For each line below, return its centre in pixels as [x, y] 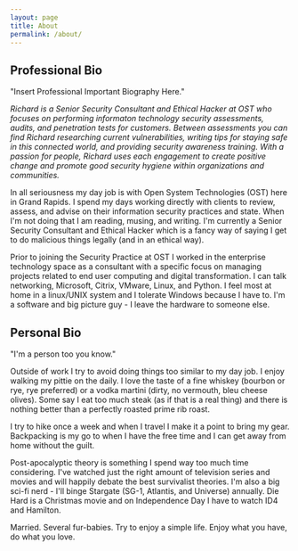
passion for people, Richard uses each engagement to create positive [138, 156]
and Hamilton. [36, 510]
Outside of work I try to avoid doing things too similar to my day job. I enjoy [148, 371]
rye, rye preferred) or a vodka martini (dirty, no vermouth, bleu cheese [139, 390]
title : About [34, 26]
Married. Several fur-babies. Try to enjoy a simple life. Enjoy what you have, [149, 527]
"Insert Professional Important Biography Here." [97, 92]
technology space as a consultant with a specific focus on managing [136, 267]
